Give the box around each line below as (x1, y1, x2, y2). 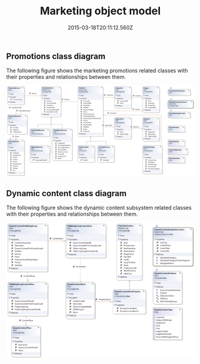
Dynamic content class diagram (6, 188, 127, 198)
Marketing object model (39, 4, 161, 18)
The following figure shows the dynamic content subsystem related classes (6, 204, 192, 212)
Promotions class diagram (6, 51, 106, 61)
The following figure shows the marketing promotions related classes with (6, 67, 188, 74)
